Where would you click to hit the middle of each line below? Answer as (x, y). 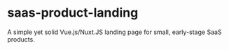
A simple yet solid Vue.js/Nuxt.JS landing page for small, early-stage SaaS (114, 32)
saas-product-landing (73, 13)
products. (21, 39)
